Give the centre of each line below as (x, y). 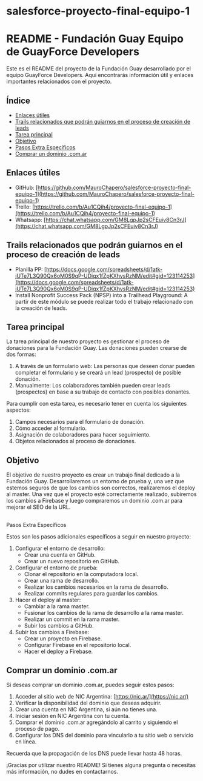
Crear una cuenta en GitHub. (60, 555)
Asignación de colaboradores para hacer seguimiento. (83, 435)
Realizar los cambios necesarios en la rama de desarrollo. (96, 587)
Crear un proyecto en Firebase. (63, 639)
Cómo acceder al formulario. (51, 428)
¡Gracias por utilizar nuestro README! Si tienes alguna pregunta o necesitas (101, 765)
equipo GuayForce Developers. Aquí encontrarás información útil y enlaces (100, 75)
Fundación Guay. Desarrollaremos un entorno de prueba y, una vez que (95, 481)
